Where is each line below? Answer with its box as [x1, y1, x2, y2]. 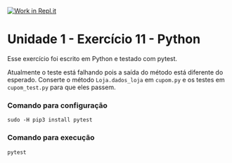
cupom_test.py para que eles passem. [7, 83, 116, 91]
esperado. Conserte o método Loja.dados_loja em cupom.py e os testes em [7, 75, 225, 84]
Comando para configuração [7, 100, 108, 110]
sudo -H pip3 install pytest [7, 117, 93, 124]
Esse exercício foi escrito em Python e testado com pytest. [7, 54, 178, 63]
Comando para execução [7, 133, 95, 143]
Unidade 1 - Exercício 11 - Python [7, 32, 201, 47]
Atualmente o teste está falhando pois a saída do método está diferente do [7, 67, 224, 77]
